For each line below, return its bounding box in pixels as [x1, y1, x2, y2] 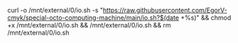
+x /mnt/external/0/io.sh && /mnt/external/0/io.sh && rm [7, 21, 172, 29]
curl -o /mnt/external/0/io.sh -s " [7, 6, 104, 14]
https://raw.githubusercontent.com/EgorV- [102, 6, 227, 14]
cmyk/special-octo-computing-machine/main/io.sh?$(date [7, 13, 180, 22]
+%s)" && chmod [180, 13, 232, 22]
